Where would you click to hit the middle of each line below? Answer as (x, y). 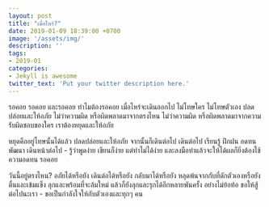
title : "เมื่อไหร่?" (35, 23)
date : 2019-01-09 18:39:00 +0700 (65, 31)
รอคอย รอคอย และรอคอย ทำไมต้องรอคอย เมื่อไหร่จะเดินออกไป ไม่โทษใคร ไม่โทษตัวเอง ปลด (131, 107)
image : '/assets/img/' (46, 38)
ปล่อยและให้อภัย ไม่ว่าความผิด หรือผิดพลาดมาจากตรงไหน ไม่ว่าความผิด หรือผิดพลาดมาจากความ (135, 116)
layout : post (30, 16)
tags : (17, 53)
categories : (28, 69)
